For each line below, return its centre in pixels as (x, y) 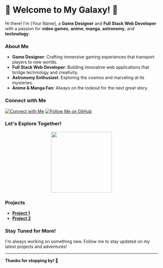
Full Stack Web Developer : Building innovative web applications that (81, 67)
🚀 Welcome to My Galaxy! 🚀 (61, 10)
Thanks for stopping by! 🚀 (32, 261)
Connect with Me (26, 101)
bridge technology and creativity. (45, 72)
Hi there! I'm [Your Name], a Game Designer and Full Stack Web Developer (81, 23)
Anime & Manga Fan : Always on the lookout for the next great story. (80, 88)
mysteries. (23, 83)
